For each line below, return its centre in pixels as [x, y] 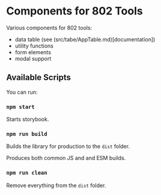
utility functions [34, 46]
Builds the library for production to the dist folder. [68, 146]
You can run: [22, 92]
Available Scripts [38, 77]
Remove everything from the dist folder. [56, 185]
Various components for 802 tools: [49, 28]
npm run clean [27, 173]
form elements [33, 52]
